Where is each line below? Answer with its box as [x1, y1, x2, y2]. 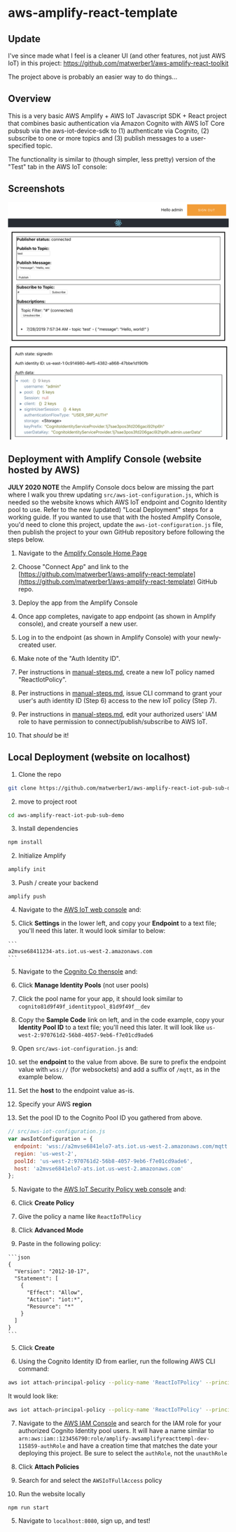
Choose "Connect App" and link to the [18, 562, 129, 570]
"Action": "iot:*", [26, 1296, 83, 1304]
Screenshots [8, 183, 65, 195]
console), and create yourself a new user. [18, 620, 139, 628]
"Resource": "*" [26, 1303, 74, 1311]
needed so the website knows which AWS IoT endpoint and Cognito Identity [8, 497, 227, 506]
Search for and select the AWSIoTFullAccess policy [18, 1477, 162, 1485]
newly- [201, 633, 221, 641]
